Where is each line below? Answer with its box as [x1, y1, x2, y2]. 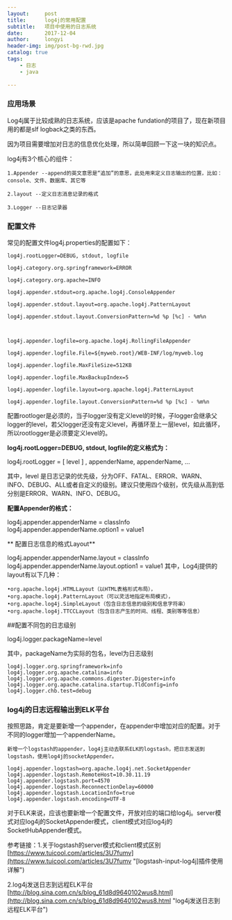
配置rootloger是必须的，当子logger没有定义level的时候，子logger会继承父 [7, 411, 217, 419]
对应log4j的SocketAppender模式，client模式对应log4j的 [13, 818, 173, 826]
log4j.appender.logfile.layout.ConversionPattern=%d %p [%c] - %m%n [7, 398, 210, 405]
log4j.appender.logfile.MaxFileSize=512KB [7, 362, 132, 369]
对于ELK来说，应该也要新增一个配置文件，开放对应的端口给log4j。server [7, 809, 215, 817]
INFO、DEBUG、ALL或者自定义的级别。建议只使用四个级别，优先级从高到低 [7, 481, 224, 489]
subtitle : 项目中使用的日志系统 [7, 23, 97, 30]
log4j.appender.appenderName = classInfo [7, 517, 131, 526]
